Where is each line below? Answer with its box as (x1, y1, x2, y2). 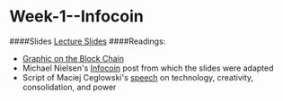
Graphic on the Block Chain (22, 53, 124, 63)
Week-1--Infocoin (9, 6, 144, 27)
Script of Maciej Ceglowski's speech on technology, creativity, (22, 72, 254, 82)
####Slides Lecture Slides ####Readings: (9, 36, 166, 46)
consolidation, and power (22, 81, 117, 92)
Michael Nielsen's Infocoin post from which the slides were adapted (22, 63, 274, 73)
